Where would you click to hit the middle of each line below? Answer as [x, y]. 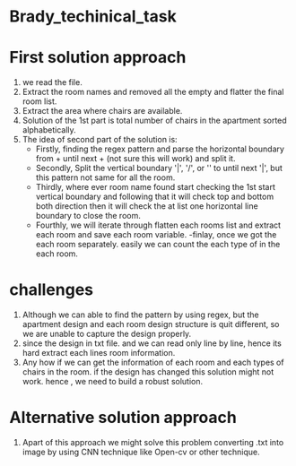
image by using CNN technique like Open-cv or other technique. [141, 452]
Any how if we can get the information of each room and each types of [153, 362]
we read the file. [52, 82]
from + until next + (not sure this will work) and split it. [135, 159]
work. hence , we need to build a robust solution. [113, 382]
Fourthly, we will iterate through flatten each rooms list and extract [158, 225]
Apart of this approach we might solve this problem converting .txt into [153, 442]
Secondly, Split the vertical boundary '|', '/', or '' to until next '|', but [159, 168]
